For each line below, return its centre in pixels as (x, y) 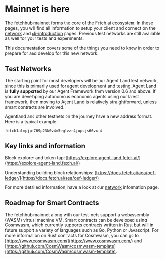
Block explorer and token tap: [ (36, 158)
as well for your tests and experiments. (45, 38)
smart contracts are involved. (35, 107)
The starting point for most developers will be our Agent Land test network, (82, 80)
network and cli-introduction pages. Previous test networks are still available (83, 33)
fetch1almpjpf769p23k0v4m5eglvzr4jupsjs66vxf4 (54, 131)
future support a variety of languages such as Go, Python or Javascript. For (82, 230)
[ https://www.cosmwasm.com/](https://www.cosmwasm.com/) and (74, 241)
